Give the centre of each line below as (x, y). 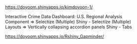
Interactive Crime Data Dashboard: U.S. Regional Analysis (64, 16)
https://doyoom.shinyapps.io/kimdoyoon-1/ (49, 7)
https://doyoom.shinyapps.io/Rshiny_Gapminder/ (55, 36)
